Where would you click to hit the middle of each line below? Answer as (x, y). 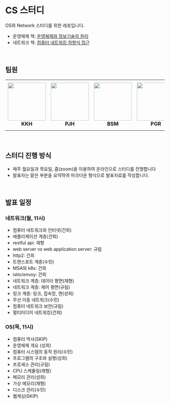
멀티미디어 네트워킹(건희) (37, 313)
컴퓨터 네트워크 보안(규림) (38, 306)
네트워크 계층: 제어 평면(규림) (41, 287)
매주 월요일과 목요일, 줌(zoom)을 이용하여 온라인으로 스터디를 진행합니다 (84, 169)
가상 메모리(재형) (29, 383)
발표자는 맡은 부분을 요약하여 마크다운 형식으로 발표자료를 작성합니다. (81, 175)
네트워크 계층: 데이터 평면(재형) (43, 281)
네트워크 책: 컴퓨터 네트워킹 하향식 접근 (51, 42)
